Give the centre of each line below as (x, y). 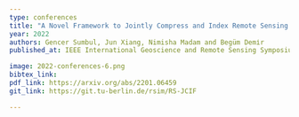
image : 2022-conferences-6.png (67, 66)
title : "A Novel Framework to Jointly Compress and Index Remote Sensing (149, 26)
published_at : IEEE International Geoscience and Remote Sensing (133, 51)
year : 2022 (29, 34)
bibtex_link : (33, 75)
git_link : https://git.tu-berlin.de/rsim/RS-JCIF (103, 91)
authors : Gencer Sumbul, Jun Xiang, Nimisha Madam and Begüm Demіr (137, 42)
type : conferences (43, 17)
